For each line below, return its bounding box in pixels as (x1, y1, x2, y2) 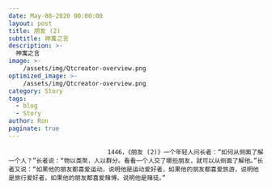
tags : (8, 94, 27, 103)
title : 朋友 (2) (8, 27, 61, 35)
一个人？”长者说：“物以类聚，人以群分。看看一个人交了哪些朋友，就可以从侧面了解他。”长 (8, 157, 264, 165)
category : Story (8, 86, 63, 95)
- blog (15, 102, 38, 110)
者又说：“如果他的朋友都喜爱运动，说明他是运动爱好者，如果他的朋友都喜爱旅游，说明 (8, 165, 253, 174)
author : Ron (8, 117, 49, 125)
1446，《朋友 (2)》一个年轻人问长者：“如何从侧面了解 (107, 148, 264, 156)
